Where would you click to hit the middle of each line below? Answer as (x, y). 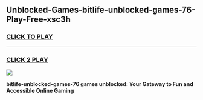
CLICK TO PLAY (30, 37)
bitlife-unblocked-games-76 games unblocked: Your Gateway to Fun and (100, 84)
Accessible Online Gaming (40, 90)
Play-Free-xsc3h (39, 20)
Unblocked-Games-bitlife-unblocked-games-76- (101, 10)
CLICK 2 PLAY (27, 59)
